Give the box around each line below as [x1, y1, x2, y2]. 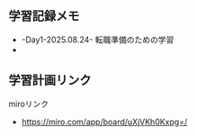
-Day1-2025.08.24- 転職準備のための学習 [21, 34, 175, 45]
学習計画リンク [8, 73, 92, 88]
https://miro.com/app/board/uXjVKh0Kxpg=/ [21, 116, 188, 127]
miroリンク [8, 98, 49, 109]
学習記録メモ [8, 8, 80, 24]
